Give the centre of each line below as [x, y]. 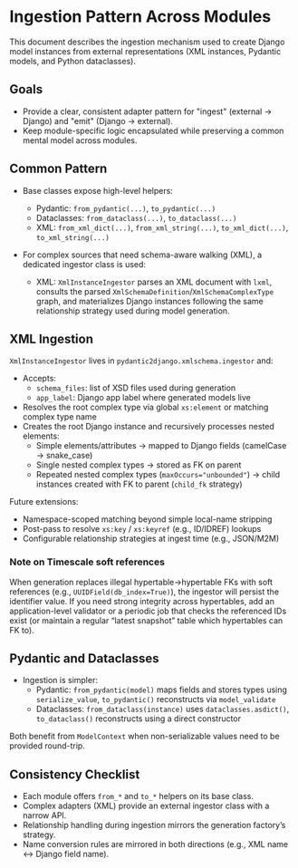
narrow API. [44, 815]
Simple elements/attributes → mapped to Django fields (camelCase [161, 446]
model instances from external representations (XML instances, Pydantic [145, 51]
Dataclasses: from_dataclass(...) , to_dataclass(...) [136, 217]
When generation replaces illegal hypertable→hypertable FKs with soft [141, 582]
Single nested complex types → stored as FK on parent [139, 465]
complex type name [59, 417]
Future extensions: [44, 502]
